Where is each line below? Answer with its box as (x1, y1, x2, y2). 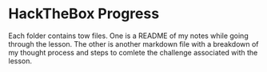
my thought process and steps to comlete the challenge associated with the (8, 47, 258, 57)
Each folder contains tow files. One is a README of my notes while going (8, 31, 249, 40)
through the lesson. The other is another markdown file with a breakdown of (8, 39, 259, 48)
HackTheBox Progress (8, 5, 160, 23)
